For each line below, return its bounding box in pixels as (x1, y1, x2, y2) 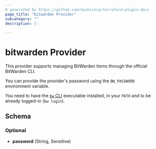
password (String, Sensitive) (12, 138, 71, 144)
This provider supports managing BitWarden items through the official (5, 63, 148, 69)
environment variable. (5, 83, 50, 89)
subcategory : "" (5, 16, 39, 21)
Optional (5, 127, 26, 134)
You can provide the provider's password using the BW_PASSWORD (5, 78, 135, 84)
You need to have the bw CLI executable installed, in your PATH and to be (5, 93, 151, 99)
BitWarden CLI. (5, 69, 36, 74)
